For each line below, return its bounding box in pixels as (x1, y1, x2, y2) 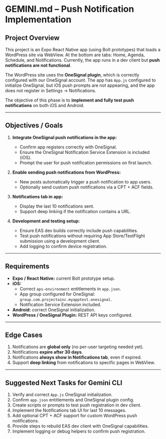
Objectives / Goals (5, 121, 63, 130)
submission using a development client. (19, 238, 100, 244)
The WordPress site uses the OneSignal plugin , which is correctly (5, 72, 140, 77)
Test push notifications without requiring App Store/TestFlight (19, 233, 145, 239)
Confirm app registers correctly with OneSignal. (19, 144, 117, 150)
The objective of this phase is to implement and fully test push (5, 97, 134, 103)
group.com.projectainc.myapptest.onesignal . (19, 296, 112, 302)
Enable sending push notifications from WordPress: (12, 169, 121, 175)
